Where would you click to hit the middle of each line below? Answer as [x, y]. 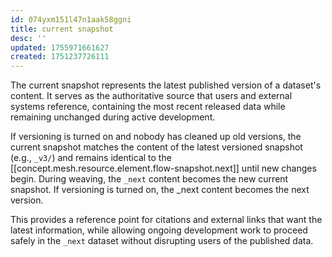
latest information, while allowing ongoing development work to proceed [159, 230]
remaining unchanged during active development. [113, 117]
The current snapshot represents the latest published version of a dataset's [166, 85]
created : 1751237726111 [60, 57]
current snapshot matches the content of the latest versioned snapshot [156, 147]
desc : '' [28, 38]
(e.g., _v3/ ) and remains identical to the [91, 158]
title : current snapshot [62, 29]
